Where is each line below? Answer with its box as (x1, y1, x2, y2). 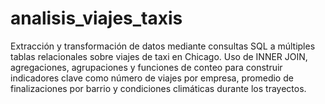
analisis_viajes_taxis (10, 7, 183, 30)
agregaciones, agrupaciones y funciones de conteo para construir (10, 61, 283, 73)
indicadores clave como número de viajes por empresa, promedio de (10, 72, 294, 84)
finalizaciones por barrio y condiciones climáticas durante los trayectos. (10, 82, 307, 94)
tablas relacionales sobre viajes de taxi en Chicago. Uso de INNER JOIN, (10, 50, 308, 62)
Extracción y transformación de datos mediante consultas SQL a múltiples (10, 40, 316, 52)
